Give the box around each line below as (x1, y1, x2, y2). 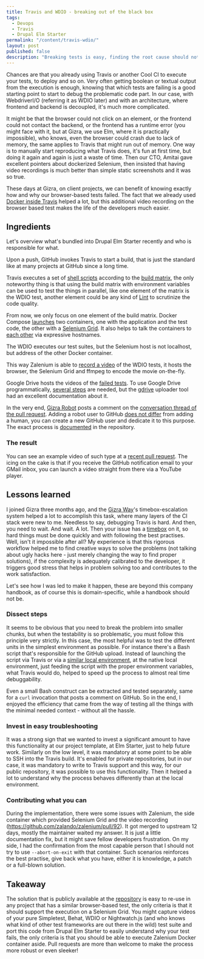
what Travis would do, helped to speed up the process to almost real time (6, 669, 190, 676)
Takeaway (6, 879, 46, 889)
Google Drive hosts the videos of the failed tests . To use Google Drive (6, 379, 181, 387)
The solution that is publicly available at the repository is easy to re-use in (6, 895, 191, 902)
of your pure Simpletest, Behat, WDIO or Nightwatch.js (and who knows (6, 915, 186, 922)
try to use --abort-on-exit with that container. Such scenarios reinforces (6, 848, 189, 856)
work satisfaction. (6, 570, 51, 577)
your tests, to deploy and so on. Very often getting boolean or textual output (6, 77, 196, 84)
